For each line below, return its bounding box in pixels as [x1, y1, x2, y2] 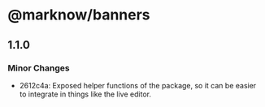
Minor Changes [7, 62, 70, 74]
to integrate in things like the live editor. [19, 89, 152, 99]
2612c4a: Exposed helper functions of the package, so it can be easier [19, 80, 257, 90]
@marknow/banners [7, 6, 151, 24]
